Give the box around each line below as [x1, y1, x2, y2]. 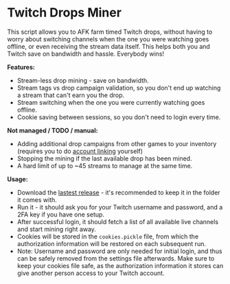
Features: [7, 63, 36, 71]
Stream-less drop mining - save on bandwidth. [16, 76, 149, 84]
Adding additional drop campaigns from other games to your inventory [16, 139, 217, 148]
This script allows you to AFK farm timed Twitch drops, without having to [7, 28, 213, 36]
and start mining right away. [16, 225, 96, 233]
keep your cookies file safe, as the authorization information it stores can [16, 261, 224, 270]
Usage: [7, 174, 29, 183]
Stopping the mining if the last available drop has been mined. [16, 154, 192, 163]
